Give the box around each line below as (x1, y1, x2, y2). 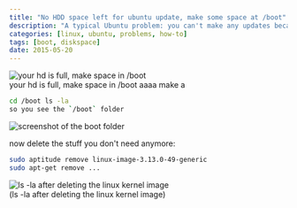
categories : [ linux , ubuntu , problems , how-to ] (9, 29, 188, 38)
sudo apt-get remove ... (9, 163, 101, 173)
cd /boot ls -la (9, 96, 69, 106)
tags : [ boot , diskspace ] (9, 37, 101, 47)
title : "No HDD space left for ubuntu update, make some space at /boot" (9, 12, 287, 22)
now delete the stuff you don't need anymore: (9, 138, 176, 149)
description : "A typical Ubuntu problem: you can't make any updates (9, 21, 271, 30)
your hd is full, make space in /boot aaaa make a (9, 80, 186, 90)
